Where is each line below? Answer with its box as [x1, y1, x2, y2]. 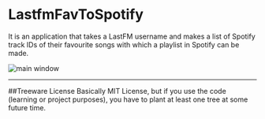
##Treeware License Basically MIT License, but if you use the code [8, 86, 226, 95]
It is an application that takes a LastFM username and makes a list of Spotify [8, 32, 256, 41]
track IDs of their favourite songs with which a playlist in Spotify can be [8, 39, 240, 49]
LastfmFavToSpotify [8, 6, 144, 24]
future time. [8, 102, 46, 112]
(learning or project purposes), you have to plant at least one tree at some [8, 95, 248, 104]
